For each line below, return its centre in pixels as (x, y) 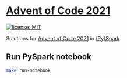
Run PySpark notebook (49, 57)
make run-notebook (28, 70)
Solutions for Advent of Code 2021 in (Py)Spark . (63, 38)
